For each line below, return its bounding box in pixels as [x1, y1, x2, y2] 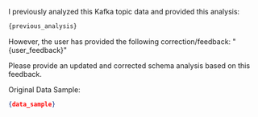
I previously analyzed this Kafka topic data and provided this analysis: [8, 7, 240, 16]
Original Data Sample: [8, 84, 81, 95]
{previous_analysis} [8, 22, 78, 30]
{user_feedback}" [8, 45, 67, 54]
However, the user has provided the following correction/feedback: [8, 36, 231, 46]
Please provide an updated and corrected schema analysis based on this [8, 60, 251, 71]
